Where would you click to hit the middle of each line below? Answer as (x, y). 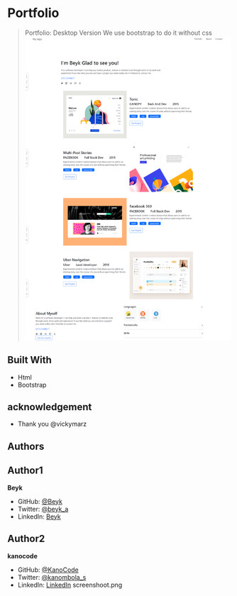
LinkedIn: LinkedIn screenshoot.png (70, 585)
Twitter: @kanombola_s (52, 577)
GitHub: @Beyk (40, 501)
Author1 (26, 471)
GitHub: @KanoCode (48, 570)
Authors (26, 446)
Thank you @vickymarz (52, 424)
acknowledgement (50, 407)
